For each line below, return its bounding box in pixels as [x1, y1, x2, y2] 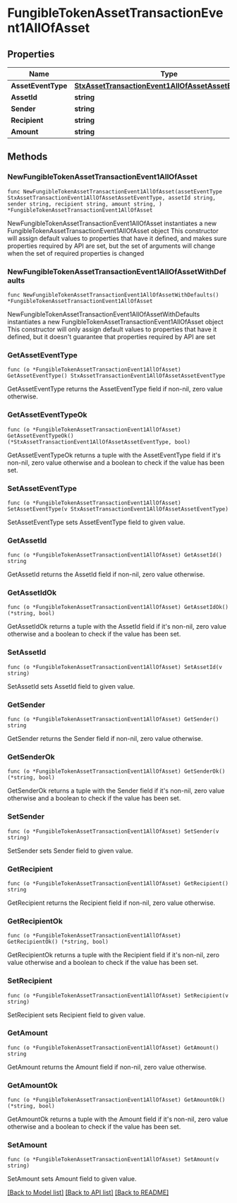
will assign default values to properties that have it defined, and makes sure [7, 234, 227, 242]
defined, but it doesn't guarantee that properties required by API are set [7, 332, 216, 340]
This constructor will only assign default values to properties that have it [7, 325, 217, 333]
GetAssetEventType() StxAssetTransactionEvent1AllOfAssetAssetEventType [7, 372, 226, 379]
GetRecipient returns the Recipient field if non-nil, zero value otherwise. [7, 899, 216, 907]
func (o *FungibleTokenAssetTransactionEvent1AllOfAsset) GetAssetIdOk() [7, 604, 229, 611]
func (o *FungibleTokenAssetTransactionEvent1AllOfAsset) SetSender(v [7, 828, 219, 835]
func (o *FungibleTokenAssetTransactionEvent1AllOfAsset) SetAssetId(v [7, 663, 222, 670]
